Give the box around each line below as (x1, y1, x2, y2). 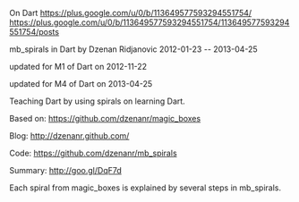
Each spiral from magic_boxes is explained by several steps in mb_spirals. (9, 182, 282, 193)
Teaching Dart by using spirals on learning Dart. (9, 96, 185, 106)
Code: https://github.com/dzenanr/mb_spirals (9, 147, 177, 158)
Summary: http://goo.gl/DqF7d (9, 165, 123, 175)
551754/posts (9, 27, 60, 37)
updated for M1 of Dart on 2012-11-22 (9, 62, 148, 72)
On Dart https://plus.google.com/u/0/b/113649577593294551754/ (9, 8, 252, 18)
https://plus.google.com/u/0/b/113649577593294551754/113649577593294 (9, 17, 290, 28)
